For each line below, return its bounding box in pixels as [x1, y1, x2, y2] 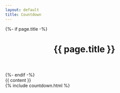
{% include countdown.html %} [5, 82, 70, 88]
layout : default [5, 7, 39, 13]
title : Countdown [5, 12, 42, 17]
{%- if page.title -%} [5, 26, 48, 32]
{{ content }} [5, 77, 31, 83]
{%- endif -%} [5, 71, 35, 78]
